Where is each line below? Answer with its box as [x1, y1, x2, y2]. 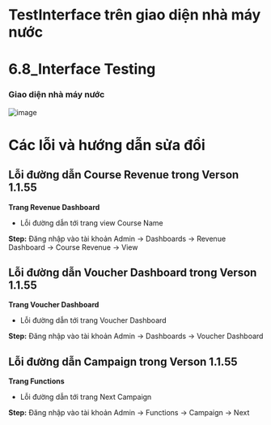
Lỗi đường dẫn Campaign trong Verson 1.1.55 [8, 354, 238, 368]
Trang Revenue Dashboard [8, 202, 100, 212]
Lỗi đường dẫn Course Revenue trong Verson [8, 168, 239, 182]
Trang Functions [8, 376, 65, 386]
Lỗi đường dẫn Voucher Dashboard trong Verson [8, 266, 257, 280]
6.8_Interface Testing [8, 60, 156, 79]
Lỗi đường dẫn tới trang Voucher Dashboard [19, 316, 167, 325]
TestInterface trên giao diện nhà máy [8, 6, 261, 24]
